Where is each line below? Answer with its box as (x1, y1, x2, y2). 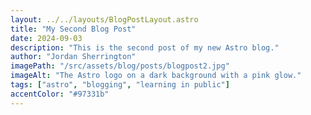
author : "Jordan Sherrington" (10, 52, 137, 62)
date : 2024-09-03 (10, 33, 83, 43)
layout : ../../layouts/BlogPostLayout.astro (10, 14, 199, 25)
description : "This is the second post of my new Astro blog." (10, 42, 280, 53)
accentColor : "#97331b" (10, 89, 110, 99)
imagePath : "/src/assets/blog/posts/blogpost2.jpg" (10, 61, 230, 71)
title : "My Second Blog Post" (10, 24, 137, 34)
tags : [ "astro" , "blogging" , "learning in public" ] (10, 80, 230, 90)
